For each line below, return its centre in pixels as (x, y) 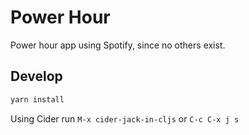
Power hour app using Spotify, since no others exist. (118, 45)
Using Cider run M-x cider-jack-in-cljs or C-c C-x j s (125, 118)
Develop (36, 76)
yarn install (37, 99)
